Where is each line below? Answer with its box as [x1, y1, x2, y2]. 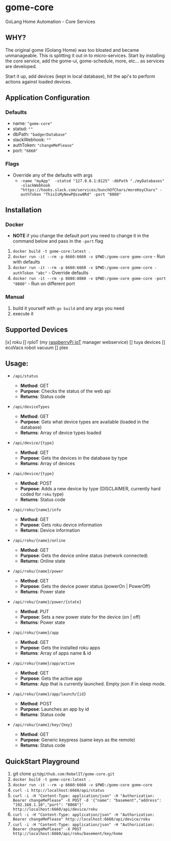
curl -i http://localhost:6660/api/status [12, 788, 105, 793]
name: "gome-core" [12, 120, 53, 126]
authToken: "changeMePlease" [12, 142, 74, 148]
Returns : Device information [20, 527, 80, 533]
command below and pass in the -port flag [12, 238, 104, 244]
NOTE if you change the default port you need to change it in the [12, 232, 150, 239]
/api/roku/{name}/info [12, 507, 61, 513]
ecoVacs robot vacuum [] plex [5, 344, 68, 351]
